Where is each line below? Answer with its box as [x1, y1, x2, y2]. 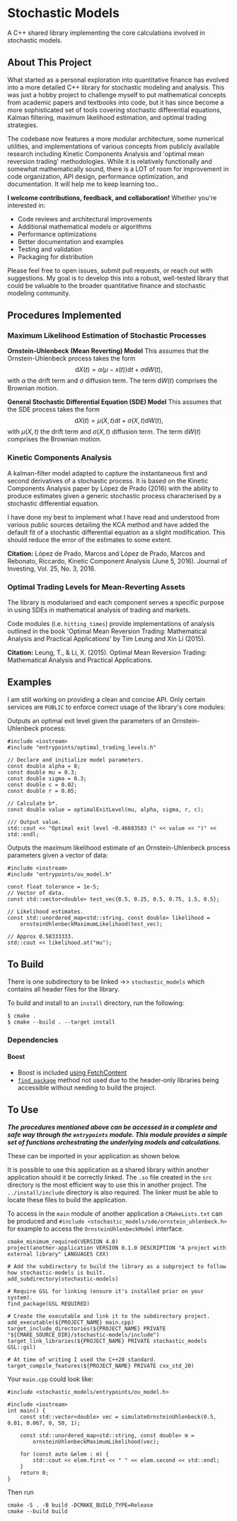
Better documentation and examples [17, 237, 124, 246]
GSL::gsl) [7, 1344, 37, 1351]
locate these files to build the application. [7, 1195, 127, 1204]
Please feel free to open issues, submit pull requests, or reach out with [7, 266, 214, 275]
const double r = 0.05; [7, 787, 78, 794]
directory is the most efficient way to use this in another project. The [7, 1180, 207, 1189]
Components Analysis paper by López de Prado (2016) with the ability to [7, 484, 219, 493]
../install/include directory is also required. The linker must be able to [7, 1187, 219, 1197]
